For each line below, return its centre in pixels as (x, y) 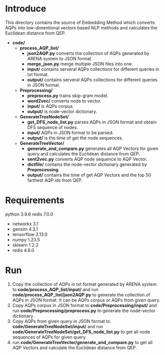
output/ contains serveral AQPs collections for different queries (92, 80)
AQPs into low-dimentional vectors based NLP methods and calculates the (81, 27)
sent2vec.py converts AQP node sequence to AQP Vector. (87, 159)
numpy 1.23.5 (26, 239)
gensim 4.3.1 (25, 229)
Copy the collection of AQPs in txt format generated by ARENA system (84, 284)
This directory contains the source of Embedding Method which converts (80, 22)
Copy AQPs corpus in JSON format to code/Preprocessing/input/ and (84, 305)
